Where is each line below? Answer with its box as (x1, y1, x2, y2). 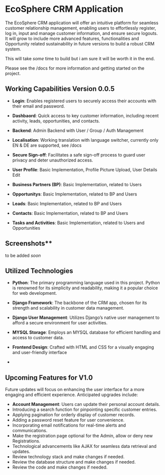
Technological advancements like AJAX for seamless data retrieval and (12, 443, 157, 449)
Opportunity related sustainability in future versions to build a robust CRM (5, 40, 155, 46)
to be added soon (5, 252, 41, 258)
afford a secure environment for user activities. (12, 320, 108, 326)
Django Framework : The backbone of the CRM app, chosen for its (12, 300, 147, 306)
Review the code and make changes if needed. (12, 464, 108, 470)
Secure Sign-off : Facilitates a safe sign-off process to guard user (12, 152, 146, 158)
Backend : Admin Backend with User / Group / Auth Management (12, 127, 144, 133)
